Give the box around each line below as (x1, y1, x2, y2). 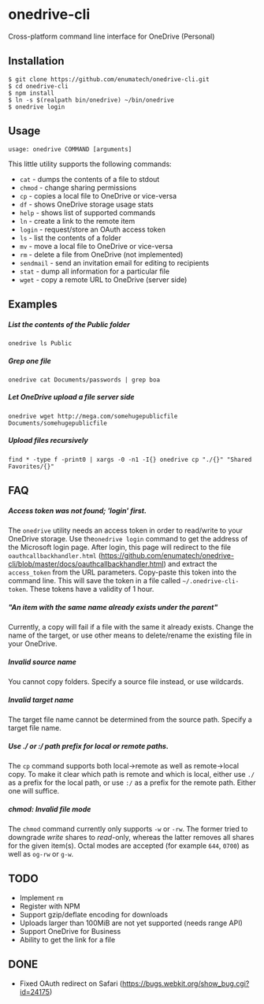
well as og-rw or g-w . (8, 850, 74, 859)
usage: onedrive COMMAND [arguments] (8, 145, 132, 153)
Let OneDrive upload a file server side (8, 392, 136, 402)
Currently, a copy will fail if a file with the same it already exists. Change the (8, 623, 254, 632)
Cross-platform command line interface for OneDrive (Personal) (8, 32, 215, 41)
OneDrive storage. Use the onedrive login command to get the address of (8, 534, 248, 544)
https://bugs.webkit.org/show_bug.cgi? (121, 979, 250, 988)
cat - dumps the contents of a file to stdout (19, 174, 160, 184)
